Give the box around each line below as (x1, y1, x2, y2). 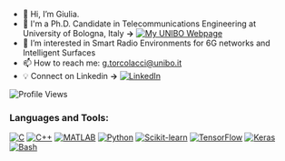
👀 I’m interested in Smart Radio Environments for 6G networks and (22, 37, 270, 48)
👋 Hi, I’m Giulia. (22, 9, 80, 19)
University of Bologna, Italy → (22, 28, 134, 38)
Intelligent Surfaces (22, 47, 96, 58)
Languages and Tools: (9, 111, 109, 124)
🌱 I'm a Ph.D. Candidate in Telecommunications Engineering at (22, 18, 257, 29)
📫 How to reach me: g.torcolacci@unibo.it (22, 57, 182, 68)
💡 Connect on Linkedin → (22, 71, 118, 81)
